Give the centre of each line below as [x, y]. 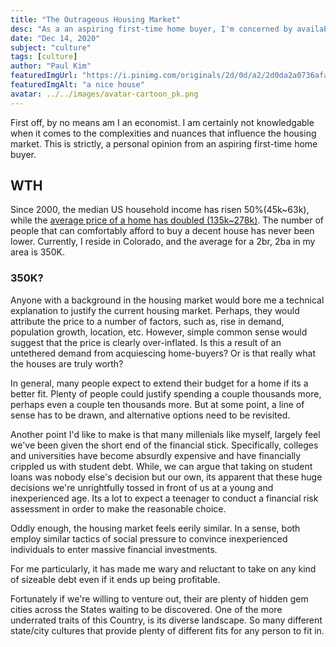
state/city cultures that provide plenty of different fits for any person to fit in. [167, 630]
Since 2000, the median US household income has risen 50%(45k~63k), [160, 210]
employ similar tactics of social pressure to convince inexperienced [149, 538]
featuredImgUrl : [44, 76]
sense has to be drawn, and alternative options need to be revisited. [150, 415]
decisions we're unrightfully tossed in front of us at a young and [142, 487]
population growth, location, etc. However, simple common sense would [159, 332]
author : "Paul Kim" [51, 66]
